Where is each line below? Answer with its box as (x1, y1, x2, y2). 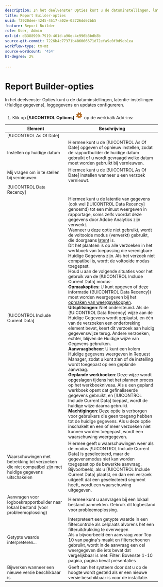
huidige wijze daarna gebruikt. (68, 403, 129, 409)
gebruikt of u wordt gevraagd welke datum (68, 155, 153, 161)
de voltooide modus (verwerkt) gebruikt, (68, 232, 149, 238)
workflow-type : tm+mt (5, 44, 49, 49)
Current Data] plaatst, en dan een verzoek (68, 472, 152, 477)
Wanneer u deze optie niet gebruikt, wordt (68, 227, 152, 233)
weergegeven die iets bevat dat (68, 547, 131, 553)
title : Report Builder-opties (5, 13, 66, 18)
